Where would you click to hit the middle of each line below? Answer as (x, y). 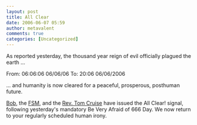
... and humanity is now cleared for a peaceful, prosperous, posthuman (93, 85)
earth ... (16, 62)
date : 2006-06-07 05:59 (36, 23)
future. (14, 92)
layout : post (22, 12)
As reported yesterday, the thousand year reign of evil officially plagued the (99, 56)
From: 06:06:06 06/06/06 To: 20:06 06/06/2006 (66, 74)
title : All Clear (28, 17)
